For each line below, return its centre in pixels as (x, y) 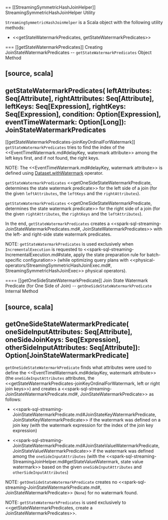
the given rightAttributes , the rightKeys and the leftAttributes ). (74, 214)
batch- (154, 255)
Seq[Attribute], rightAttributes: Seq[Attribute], (80, 98)
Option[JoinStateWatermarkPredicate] (67, 355)
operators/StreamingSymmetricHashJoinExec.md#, (59, 265)
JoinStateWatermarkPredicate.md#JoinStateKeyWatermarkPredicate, (84, 414)
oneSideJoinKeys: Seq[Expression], (63, 339)
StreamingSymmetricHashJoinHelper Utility (50, 13)
